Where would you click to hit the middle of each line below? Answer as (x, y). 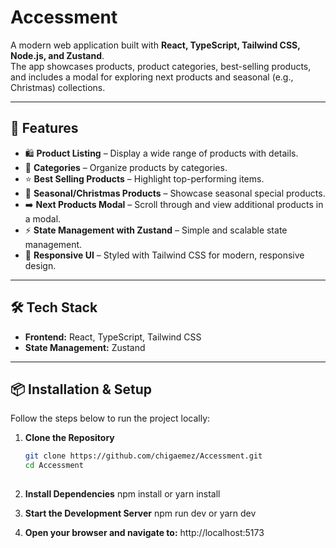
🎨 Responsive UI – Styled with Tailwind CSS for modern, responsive (164, 255)
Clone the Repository (69, 438)
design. (40, 265)
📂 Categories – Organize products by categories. (126, 167)
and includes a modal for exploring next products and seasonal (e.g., (152, 77)
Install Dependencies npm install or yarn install (122, 494)
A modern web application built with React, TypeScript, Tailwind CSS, (155, 45)
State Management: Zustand (85, 347)
